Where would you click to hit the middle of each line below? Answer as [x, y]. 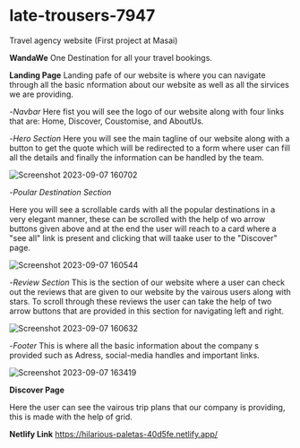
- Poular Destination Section [60, 192]
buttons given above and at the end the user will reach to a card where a [143, 228]
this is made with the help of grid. [71, 417]
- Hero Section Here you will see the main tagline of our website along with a [150, 138]
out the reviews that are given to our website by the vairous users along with [150, 291]
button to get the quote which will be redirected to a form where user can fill [150, 148]
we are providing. [42, 94]
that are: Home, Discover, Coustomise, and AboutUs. [107, 121]
